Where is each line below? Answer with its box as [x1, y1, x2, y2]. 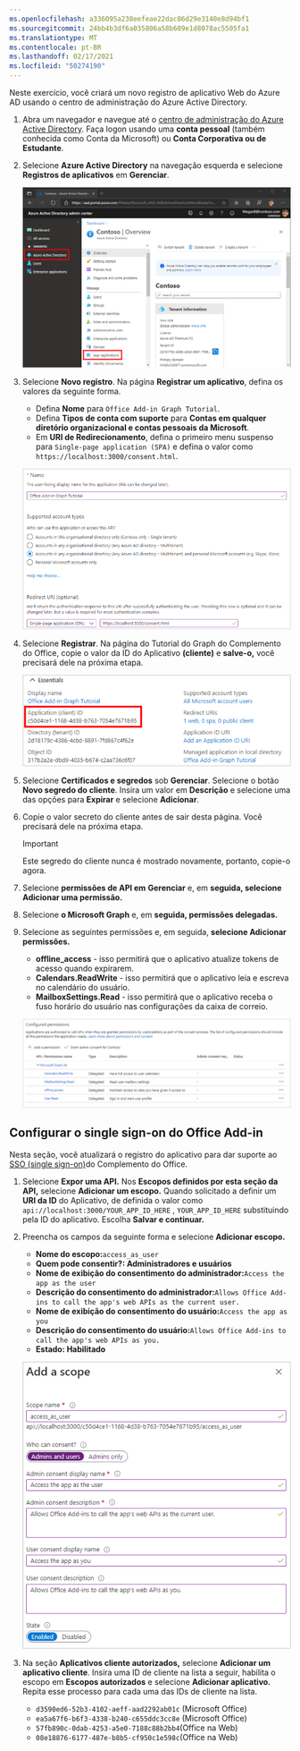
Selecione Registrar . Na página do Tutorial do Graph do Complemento [21, 638, 281, 649]
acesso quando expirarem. [35, 963, 134, 973]
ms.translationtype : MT [9, 33, 98, 42]
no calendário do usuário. [35, 982, 130, 992]
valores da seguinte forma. [21, 386, 121, 397]
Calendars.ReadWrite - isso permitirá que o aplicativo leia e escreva [35, 972, 289, 983]
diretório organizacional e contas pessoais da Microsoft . [35, 422, 250, 433]
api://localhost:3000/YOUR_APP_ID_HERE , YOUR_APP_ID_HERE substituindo [21, 1204, 289, 1215]
